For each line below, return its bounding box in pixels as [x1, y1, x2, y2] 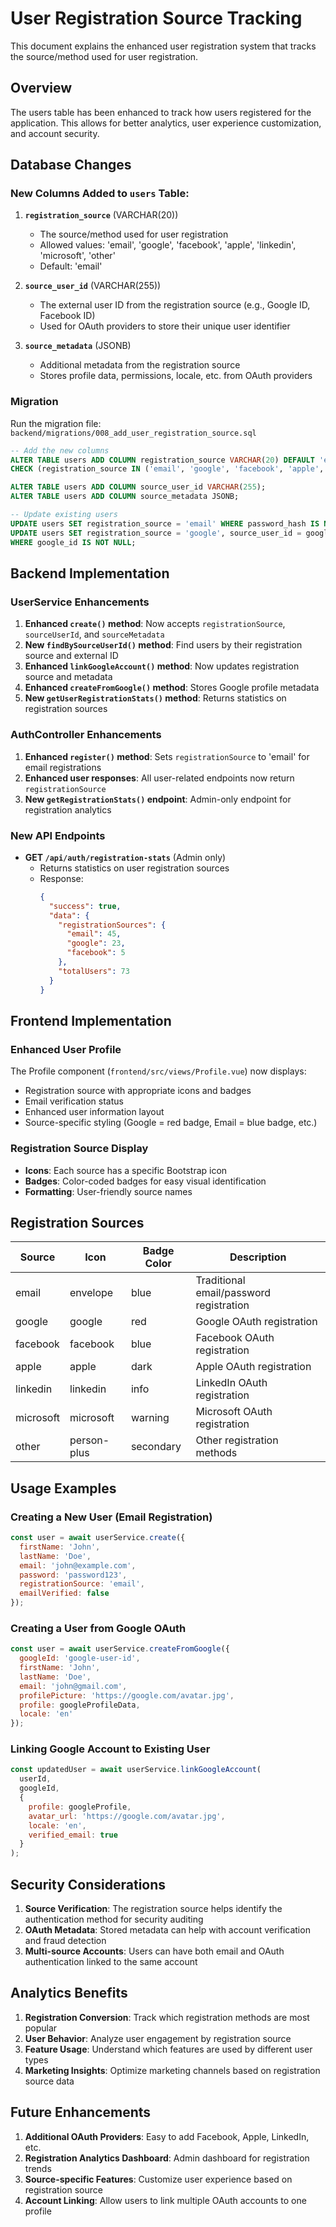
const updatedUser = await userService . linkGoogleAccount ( [10, 1765, 262, 1775]
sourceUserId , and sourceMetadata [24, 628, 165, 641]
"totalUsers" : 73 [58, 966, 130, 976]
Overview [10, 80, 73, 97]
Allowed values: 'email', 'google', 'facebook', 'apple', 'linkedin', [39, 239, 297, 251]
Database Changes [10, 157, 132, 174]
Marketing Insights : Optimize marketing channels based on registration [24, 2064, 321, 2076]
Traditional [195, 1273, 246, 1287]
